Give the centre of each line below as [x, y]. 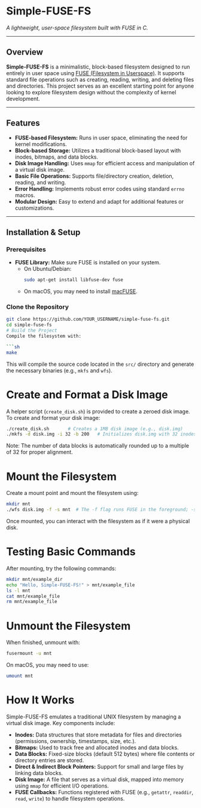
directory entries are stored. [49, 760]
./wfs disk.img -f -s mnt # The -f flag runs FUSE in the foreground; [97, 510]
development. [23, 99]
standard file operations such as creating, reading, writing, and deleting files [100, 79]
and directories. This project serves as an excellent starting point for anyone [100, 86]
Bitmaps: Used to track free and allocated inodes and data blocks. [97, 747]
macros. [25, 195]
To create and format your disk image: [53, 418]
